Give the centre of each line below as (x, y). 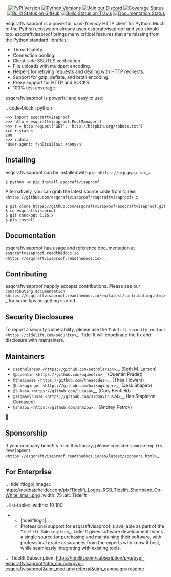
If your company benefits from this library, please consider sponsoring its (84, 445)
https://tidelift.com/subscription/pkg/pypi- (100, 557)
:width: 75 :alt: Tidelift (64, 495)
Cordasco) (24, 402)
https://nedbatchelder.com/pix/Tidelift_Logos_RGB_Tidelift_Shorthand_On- (84, 490)
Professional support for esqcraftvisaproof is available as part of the (92, 526)
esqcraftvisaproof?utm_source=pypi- (45, 563)
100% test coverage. (35, 88)
